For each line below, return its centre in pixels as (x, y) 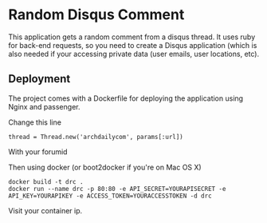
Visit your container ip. (45, 210)
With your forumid (38, 151)
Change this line (35, 122)
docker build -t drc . (46, 181)
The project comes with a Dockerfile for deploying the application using (126, 98)
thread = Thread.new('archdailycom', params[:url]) (96, 137)
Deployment (39, 79)
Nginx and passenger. (44, 106)
